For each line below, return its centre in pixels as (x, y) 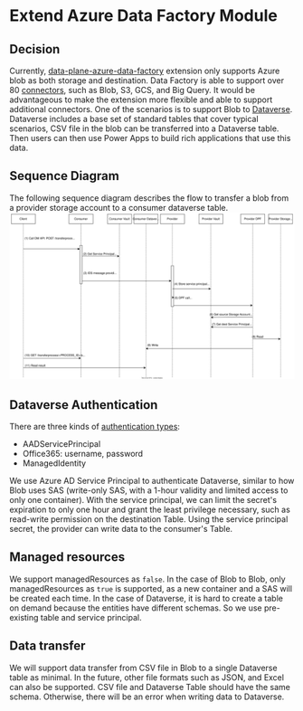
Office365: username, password (82, 453)
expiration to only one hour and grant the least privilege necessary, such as (150, 509)
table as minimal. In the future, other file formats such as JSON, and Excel (147, 677)
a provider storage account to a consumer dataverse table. (119, 207)
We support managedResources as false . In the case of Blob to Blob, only (148, 579)
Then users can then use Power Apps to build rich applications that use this (150, 138)
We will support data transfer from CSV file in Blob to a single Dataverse (143, 668)
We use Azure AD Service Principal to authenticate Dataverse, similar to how (152, 480)
